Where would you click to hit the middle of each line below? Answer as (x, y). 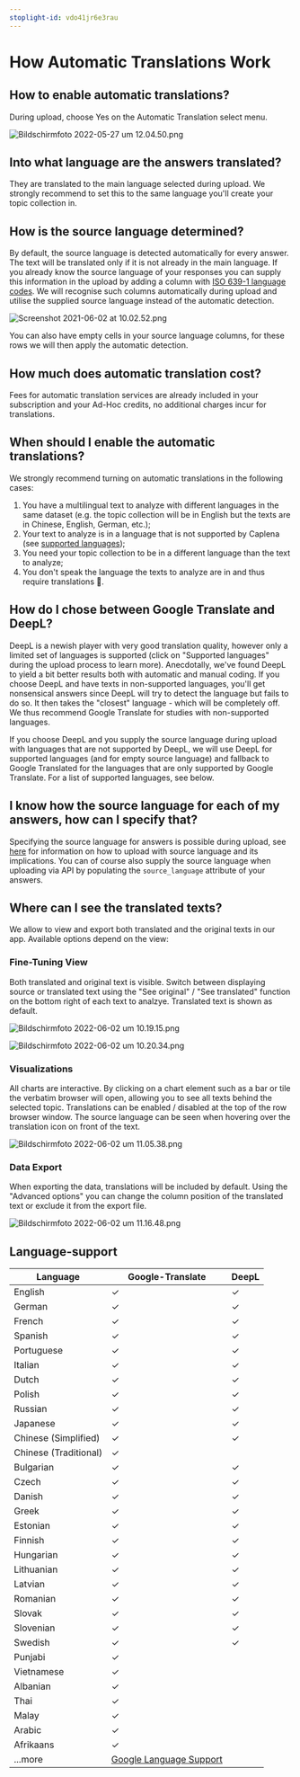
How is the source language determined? (127, 231)
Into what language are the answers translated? (146, 163)
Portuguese (39, 1351)
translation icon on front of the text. (75, 1126)
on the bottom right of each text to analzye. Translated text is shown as (141, 1001)
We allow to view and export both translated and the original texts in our (142, 929)
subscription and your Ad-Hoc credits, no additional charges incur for (138, 404)
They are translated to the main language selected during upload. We (137, 184)
